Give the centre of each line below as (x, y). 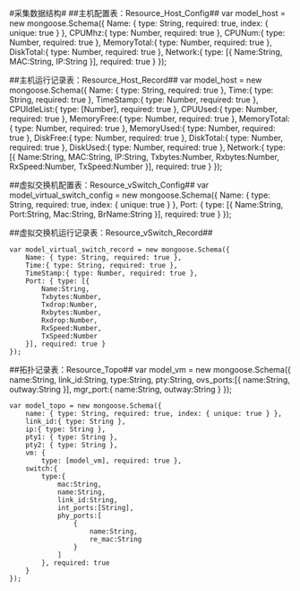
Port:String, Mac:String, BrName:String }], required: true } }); (120, 214)
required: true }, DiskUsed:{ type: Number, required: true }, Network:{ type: (148, 147)
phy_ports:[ (79, 516)
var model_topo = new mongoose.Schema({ (86, 406)
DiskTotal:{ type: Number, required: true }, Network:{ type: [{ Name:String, (146, 52)
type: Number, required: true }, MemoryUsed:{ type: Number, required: (145, 128)
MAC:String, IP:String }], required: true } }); (88, 62)
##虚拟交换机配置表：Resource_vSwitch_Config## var (109, 185)
